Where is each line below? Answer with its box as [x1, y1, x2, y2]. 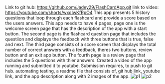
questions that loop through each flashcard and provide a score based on [5, 15, 157, 20]
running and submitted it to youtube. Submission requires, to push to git [5, 62, 153, 68]
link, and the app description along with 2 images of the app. [5, 73, 130, 79]
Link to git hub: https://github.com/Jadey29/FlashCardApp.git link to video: [5, 4, 159, 10]
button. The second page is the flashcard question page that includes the [5, 31, 156, 36]
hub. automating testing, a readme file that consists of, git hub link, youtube [5, 68, 161, 74]
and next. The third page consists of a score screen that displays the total [5, 41, 157, 47]
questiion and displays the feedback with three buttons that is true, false [5, 36, 154, 42]
